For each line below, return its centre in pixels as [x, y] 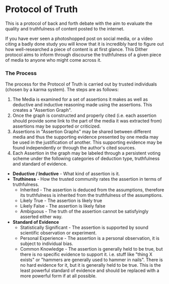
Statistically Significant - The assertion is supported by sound [84, 228]
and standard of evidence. [40, 164]
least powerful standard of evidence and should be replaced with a [90, 271]
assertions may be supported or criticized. [57, 126]
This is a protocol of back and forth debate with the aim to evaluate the [79, 23]
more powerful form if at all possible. [58, 276]
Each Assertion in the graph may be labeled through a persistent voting [87, 153]
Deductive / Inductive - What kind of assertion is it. [66, 174]
